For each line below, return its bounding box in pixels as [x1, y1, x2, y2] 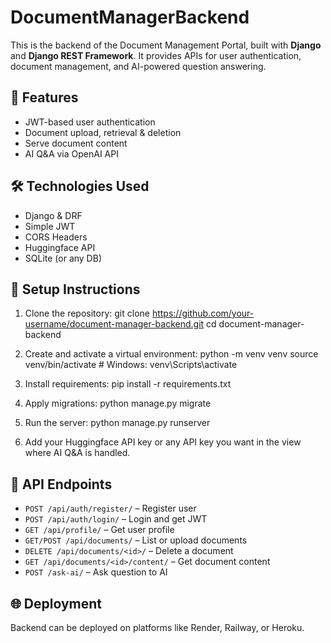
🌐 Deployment [10, 595, 102, 612]
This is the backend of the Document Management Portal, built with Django [10, 39, 322, 51]
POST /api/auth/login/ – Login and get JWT [24, 513, 208, 525]
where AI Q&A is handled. [24, 447, 131, 459]
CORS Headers [24, 231, 88, 243]
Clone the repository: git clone [24, 307, 150, 320]
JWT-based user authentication [24, 116, 156, 128]
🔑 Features [10, 89, 79, 106]
